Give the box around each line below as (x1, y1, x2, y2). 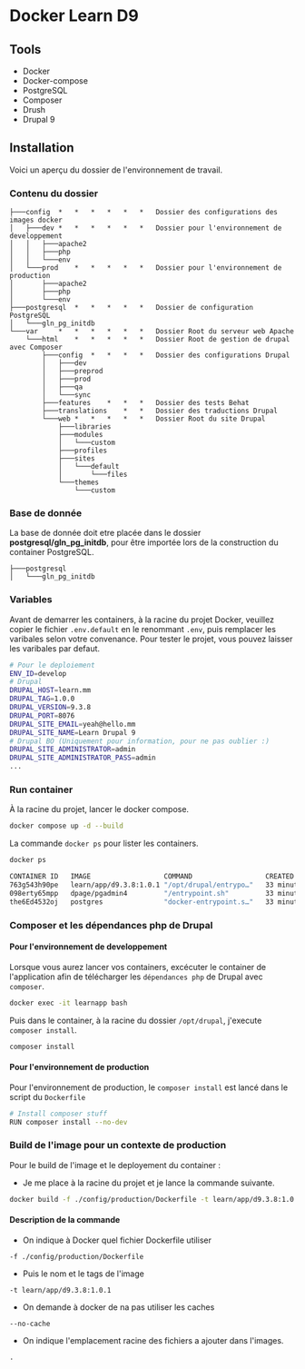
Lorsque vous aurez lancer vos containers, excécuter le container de (9, 961, 267, 972)
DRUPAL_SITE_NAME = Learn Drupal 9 (9, 728, 136, 737)
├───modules (57, 431, 103, 440)
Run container (9, 783, 74, 796)
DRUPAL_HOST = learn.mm (9, 686, 92, 695)
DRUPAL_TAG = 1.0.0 (9, 694, 75, 704)
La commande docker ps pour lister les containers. (9, 838, 199, 849)
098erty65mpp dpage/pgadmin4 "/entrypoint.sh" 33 (9, 888, 274, 898)
